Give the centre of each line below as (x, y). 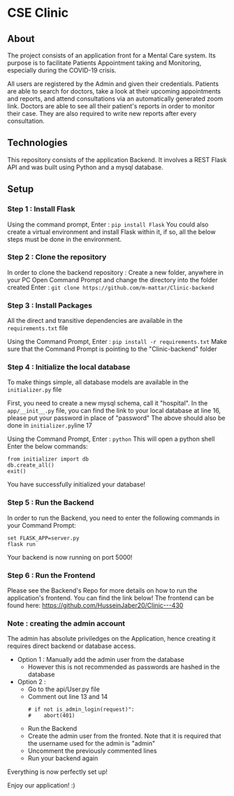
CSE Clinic (38, 13)
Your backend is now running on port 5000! (70, 557)
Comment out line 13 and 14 (68, 697)
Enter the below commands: (48, 447)
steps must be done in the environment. (65, 239)
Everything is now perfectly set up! (58, 772)
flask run (22, 544)
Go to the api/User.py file (64, 689)
